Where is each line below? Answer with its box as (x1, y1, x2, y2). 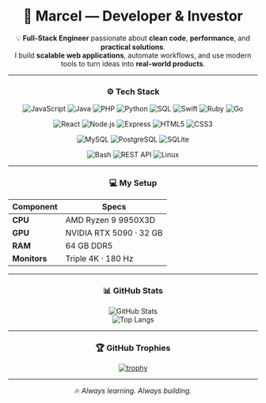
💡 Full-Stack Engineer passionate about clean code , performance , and (15, 33, 251, 43)
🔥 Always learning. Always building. (74, 386, 192, 396)
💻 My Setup (108, 178, 158, 189)
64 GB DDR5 (65, 240, 113, 251)
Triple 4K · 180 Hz (65, 253, 134, 264)
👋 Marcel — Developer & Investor (22, 7, 243, 25)
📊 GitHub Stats (102, 285, 164, 296)
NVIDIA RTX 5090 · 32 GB (65, 227, 164, 238)
